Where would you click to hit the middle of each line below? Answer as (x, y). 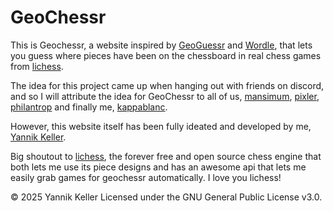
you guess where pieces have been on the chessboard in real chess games (166, 55)
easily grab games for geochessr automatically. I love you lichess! (146, 177)
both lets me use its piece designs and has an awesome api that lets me (158, 167)
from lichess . (37, 66)
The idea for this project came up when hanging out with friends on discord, (167, 85)
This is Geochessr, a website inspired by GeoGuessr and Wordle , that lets (161, 45)
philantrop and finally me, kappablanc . (89, 107)
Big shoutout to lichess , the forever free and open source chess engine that (166, 156)
